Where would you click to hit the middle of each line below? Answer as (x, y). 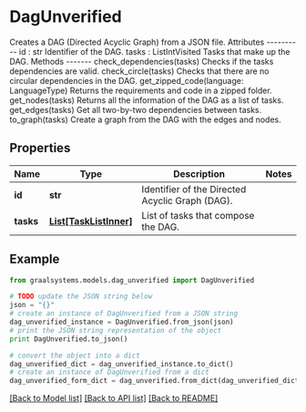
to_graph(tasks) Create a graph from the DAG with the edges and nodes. (146, 119)
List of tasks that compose (198, 215)
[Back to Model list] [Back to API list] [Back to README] (114, 398)
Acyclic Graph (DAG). (187, 201)
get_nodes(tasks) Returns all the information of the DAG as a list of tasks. (147, 100)
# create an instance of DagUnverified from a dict (109, 372)
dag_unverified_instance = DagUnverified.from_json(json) (122, 322)
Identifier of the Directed (194, 189)
